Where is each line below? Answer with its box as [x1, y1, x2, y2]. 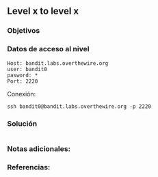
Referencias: [7, 162, 51, 172]
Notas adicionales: [7, 144, 70, 153]
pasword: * [7, 72, 38, 79]
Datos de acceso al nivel [7, 44, 90, 54]
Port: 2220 [7, 78, 38, 85]
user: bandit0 [7, 66, 48, 72]
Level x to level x [7, 5, 79, 17]
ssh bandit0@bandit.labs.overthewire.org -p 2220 [7, 103, 152, 110]
